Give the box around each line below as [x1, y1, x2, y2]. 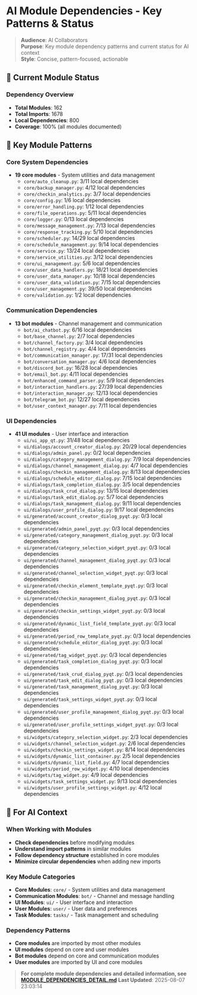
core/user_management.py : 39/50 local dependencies [23, 285, 152, 292]
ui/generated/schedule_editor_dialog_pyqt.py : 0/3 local [23, 638, 163, 646]
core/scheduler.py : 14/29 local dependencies [23, 235, 135, 242]
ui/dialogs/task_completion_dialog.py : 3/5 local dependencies [23, 480, 180, 488]
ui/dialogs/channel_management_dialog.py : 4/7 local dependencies [23, 462, 188, 469]
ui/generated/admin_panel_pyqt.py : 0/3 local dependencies [23, 525, 170, 532]
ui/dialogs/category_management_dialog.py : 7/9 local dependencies [23, 455, 191, 462]
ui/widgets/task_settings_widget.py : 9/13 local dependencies [23, 777, 177, 785]
